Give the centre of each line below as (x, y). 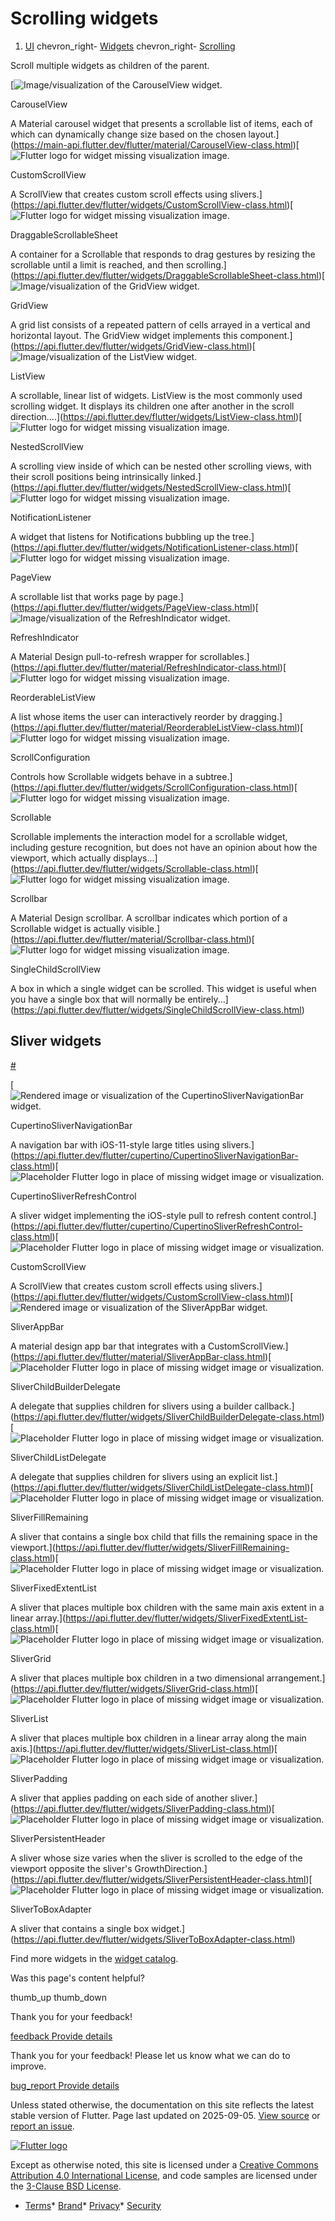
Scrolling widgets (84, 18)
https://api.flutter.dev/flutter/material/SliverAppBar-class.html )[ (142, 1356)
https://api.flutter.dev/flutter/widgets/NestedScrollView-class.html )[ (152, 487)
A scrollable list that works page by (82, 596)
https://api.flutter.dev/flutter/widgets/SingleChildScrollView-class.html (157, 1009)
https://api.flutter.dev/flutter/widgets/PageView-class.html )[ (136, 607)
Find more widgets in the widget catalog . (94, 1958)
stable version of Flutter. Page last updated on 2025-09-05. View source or (165, 2115)
